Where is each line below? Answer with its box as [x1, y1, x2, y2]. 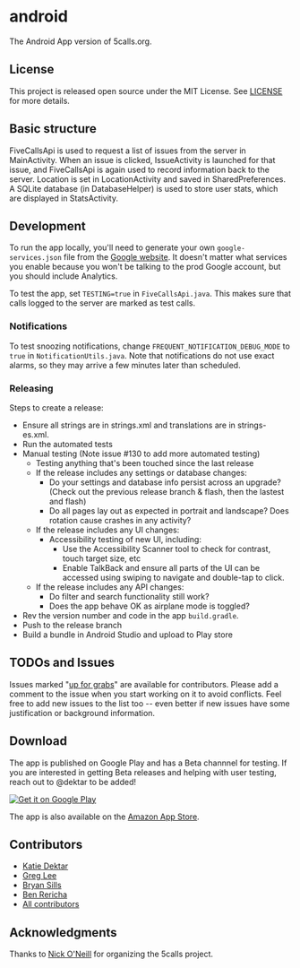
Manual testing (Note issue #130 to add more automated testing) [21, 448, 261, 459]
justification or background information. [9, 707, 155, 718]
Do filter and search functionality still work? [48, 591, 210, 601]
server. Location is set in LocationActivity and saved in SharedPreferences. [9, 173, 287, 185]
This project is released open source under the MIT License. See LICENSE [9, 85, 283, 96]
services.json [9, 254, 63, 263]
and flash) [48, 496, 87, 506]
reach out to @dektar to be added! [9, 776, 137, 787]
